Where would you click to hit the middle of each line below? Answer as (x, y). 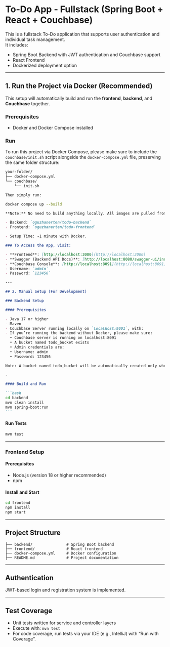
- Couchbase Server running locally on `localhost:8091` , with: (74, 328)
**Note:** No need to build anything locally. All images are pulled (80, 213)
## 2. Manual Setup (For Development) (46, 292)
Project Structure (33, 533)
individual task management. (35, 39)
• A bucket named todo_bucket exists (50, 342)
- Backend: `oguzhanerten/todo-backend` (49, 223)
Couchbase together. (28, 103)
